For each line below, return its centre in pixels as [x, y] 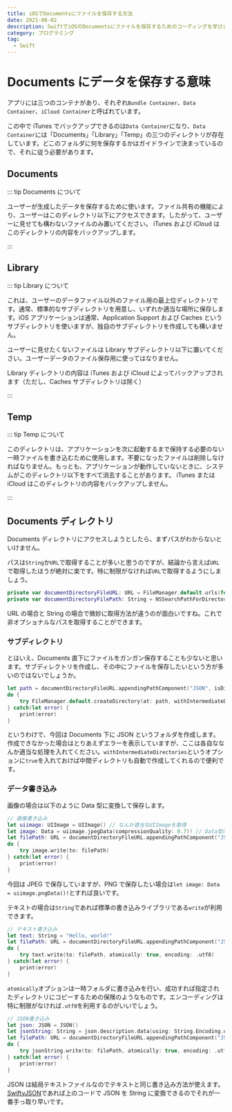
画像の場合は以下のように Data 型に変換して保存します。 [88, 805]
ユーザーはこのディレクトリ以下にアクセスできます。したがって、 [112, 215]
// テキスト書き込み [32, 929]
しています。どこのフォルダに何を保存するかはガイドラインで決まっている [112, 143]
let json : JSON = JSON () [43, 1025]
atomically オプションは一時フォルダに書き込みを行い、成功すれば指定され [113, 988]
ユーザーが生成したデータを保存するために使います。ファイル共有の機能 [110, 206]
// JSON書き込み [28, 1019]
